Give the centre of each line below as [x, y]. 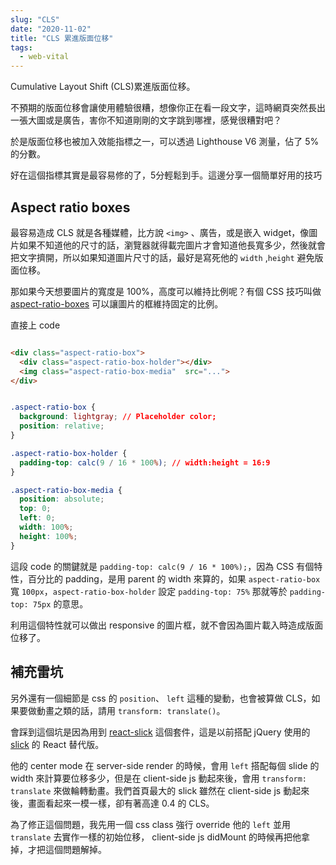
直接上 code [35, 325]
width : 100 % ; [46, 527]
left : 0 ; [37, 518]
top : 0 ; [35, 509]
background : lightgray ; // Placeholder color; [118, 417]
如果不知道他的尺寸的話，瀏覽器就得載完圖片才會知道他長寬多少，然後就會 [172, 245]
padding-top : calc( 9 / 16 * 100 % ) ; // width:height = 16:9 [145, 462]
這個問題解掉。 [75, 849]
